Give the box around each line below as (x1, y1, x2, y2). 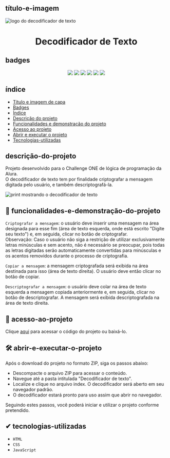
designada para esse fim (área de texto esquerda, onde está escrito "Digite (5, 226, 164, 232)
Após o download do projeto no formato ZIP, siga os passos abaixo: (5, 360, 148, 366)
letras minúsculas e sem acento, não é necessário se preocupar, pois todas (5, 242, 165, 248)
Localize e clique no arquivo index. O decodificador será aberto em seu (12, 381, 164, 387)
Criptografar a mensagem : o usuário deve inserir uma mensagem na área (5, 220, 159, 226)
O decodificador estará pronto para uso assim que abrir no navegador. (12, 392, 162, 398)
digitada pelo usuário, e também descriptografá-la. (5, 182, 113, 188)
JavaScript (12, 447, 36, 453)
